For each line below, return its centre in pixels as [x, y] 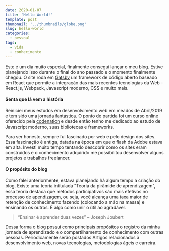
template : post [21, 19]
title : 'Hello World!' [29, 15]
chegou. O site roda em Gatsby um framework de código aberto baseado [81, 77]
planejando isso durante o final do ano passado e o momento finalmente [80, 72]
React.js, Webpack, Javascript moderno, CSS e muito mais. [67, 88]
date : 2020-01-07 [23, 10]
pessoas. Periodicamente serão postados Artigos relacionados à [72, 237]
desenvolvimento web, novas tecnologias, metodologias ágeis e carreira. [81, 243]
